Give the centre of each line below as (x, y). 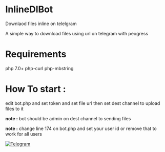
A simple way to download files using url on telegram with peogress (77, 33)
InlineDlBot (29, 9)
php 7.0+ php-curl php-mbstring (39, 68)
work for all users (24, 134)
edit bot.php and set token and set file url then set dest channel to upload (83, 103)
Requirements (36, 54)
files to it (15, 108)
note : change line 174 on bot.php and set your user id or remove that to (81, 128)
